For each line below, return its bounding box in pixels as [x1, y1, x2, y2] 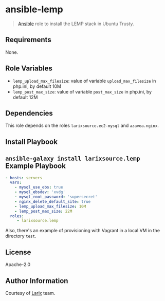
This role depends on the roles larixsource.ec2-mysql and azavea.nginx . [5, 122, 159, 129]
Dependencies [5, 109, 53, 118]
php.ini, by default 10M [12, 83, 62, 89]
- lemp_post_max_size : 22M [14, 209, 72, 214]
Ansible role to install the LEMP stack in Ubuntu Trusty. [17, 21, 135, 27]
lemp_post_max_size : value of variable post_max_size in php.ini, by [12, 88, 152, 95]
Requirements [5, 35, 51, 44]
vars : [10, 180, 22, 185]
